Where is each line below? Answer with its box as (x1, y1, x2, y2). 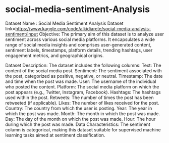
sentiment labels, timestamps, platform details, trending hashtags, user (5, 47, 153, 53)
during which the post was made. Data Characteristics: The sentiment (5, 121, 150, 127)
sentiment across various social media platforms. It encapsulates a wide (5, 36, 155, 42)
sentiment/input (5, 31, 38, 37)
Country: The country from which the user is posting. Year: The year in (5, 105, 152, 111)
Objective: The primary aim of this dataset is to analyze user (39, 31, 164, 37)
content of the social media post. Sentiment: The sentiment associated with (5, 67, 162, 74)
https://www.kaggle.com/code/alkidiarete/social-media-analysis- (15, 25, 151, 31)
